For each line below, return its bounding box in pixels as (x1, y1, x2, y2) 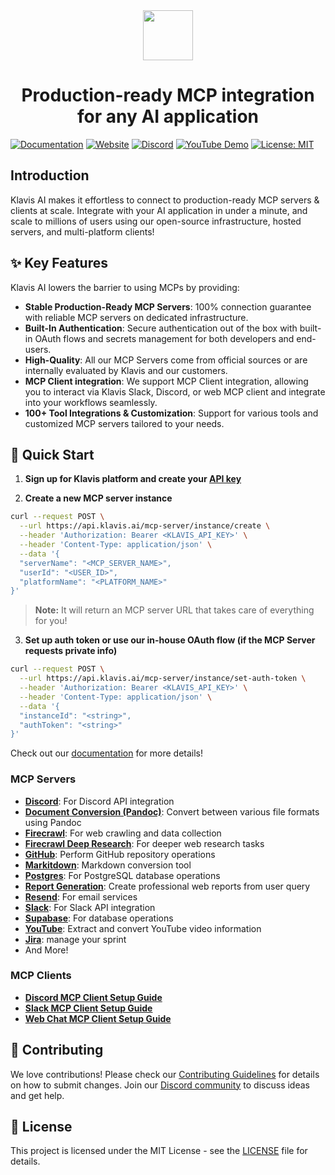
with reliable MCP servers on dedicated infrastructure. (24, 311, 249, 323)
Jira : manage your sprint (24, 933, 127, 945)
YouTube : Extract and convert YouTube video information (24, 922, 262, 934)
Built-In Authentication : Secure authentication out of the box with (24, 322, 298, 334)
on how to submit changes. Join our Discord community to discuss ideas (10, 1079, 310, 1091)
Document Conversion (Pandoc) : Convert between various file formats (24, 805, 320, 818)
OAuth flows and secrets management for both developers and (34, 332, 295, 344)
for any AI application (76, 105, 260, 128)
